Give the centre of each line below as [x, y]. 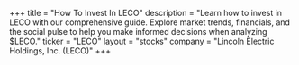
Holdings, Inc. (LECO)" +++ [60, 51]
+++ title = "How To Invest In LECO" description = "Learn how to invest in [145, 13]
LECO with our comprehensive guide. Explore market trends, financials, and [150, 22]
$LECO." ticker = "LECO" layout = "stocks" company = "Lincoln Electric [142, 41]
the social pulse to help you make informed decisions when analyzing [138, 32]
